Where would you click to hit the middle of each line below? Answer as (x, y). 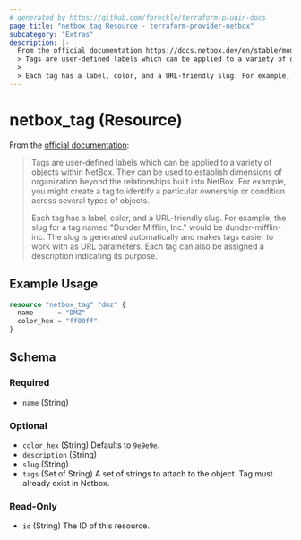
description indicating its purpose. (95, 255)
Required (30, 383)
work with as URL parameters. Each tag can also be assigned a (147, 246)
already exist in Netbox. (66, 483)
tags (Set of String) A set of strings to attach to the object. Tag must (147, 473)
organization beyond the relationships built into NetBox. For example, (159, 181)
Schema (33, 358)
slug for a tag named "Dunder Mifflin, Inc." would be (127, 227)
